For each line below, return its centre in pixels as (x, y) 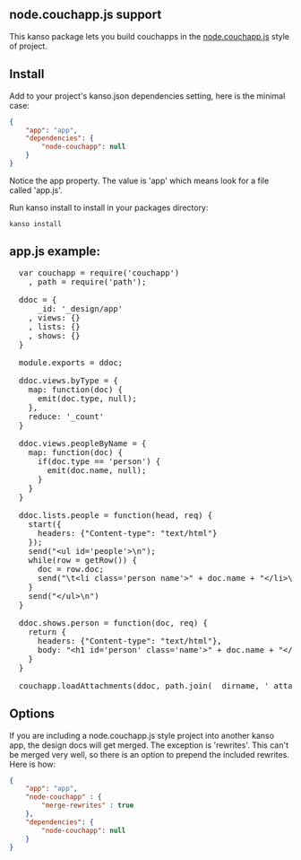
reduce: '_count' (66, 416)
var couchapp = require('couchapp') (99, 272)
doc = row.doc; (71, 569)
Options (32, 714)
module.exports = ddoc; (71, 362)
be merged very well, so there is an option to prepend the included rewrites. (149, 754)
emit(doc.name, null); (97, 470)
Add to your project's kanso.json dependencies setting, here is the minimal (147, 96)
